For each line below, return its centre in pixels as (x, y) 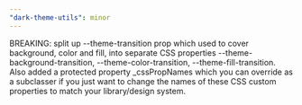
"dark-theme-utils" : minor (60, 17)
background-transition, (52, 62)
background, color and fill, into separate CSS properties (113, 52)
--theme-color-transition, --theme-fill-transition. (186, 62)
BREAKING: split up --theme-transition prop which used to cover (129, 43)
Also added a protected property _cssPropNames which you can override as (151, 72)
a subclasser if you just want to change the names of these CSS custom (143, 81)
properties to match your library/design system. (98, 91)
